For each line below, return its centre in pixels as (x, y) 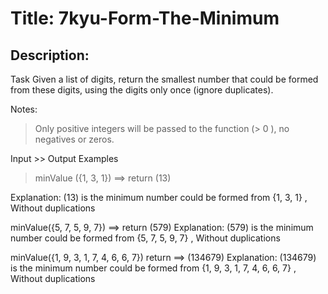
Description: (50, 55)
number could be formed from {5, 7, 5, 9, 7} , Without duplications (145, 238)
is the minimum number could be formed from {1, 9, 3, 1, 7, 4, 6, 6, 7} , (153, 268)
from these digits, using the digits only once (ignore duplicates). (142, 90)
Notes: (24, 109)
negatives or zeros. (74, 139)
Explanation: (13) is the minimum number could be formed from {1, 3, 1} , (159, 197)
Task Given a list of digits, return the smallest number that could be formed (164, 79)
